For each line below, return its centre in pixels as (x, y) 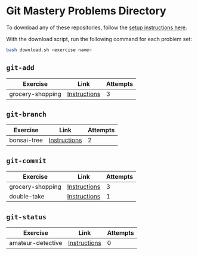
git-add (20, 68)
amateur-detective (36, 243)
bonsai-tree (26, 140)
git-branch (26, 114)
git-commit (26, 161)
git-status (26, 217)
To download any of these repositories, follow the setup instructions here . (97, 27)
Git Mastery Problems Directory (86, 11)
